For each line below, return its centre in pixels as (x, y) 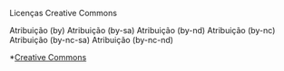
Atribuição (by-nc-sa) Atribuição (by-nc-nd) (92, 40)
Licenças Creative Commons (64, 13)
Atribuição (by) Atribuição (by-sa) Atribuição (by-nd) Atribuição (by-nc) (142, 30)
